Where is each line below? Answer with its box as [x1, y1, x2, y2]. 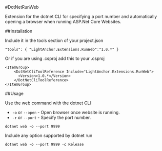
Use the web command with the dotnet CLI [5, 100, 91, 106]
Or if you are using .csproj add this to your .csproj [5, 56, 105, 61]
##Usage [5, 91, 24, 96]
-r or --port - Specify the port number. [12, 114, 91, 120]
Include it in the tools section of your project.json [5, 38, 103, 43]
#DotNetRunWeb [5, 4, 39, 10]
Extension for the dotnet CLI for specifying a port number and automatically [5, 14, 157, 19]
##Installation [5, 28, 33, 34]
